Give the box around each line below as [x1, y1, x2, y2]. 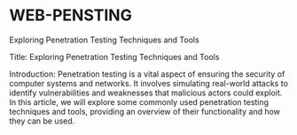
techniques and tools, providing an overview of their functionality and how [9, 106, 281, 116]
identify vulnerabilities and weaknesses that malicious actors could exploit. [9, 87, 283, 98]
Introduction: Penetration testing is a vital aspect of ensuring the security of [9, 68, 285, 79]
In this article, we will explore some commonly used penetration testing [9, 96, 269, 107]
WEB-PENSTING [9, 5, 133, 26]
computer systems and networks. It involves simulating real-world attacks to [9, 78, 288, 88]
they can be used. [9, 116, 75, 126]
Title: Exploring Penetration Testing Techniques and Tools [9, 51, 220, 62]
